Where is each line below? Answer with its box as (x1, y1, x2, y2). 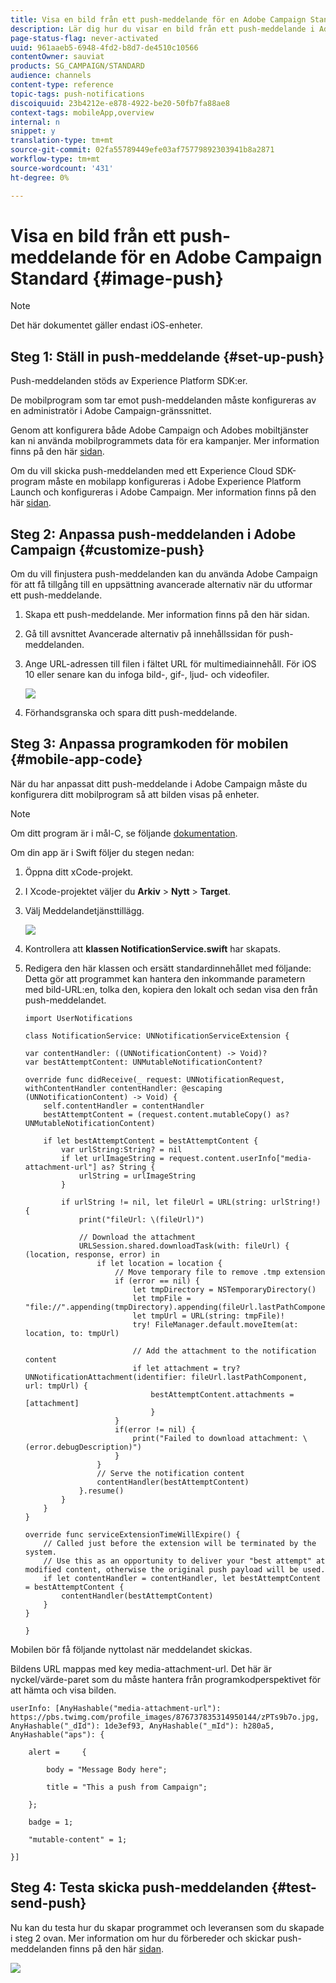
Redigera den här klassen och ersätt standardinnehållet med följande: (24, 962, 312, 974)
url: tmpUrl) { (24, 1381, 89, 1391)
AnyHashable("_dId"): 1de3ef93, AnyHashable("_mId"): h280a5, (10, 1721, 275, 1731)
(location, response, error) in (24, 1249, 160, 1260)
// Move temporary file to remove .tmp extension (114, 1267, 326, 1277)
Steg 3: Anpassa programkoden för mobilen (10, 736, 289, 753)
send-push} (10, 1895, 87, 1912)
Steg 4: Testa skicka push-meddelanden (10, 1879, 269, 1896)
